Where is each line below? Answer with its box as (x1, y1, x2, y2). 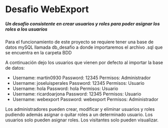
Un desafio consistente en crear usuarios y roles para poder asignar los (5, 20, 160, 26)
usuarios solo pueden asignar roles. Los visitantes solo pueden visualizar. (5, 117, 159, 123)
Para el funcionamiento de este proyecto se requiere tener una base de (5, 39, 154, 45)
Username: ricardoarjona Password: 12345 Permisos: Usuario (12, 91, 142, 97)
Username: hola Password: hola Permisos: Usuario (12, 85, 118, 92)
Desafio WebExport (5, 4, 89, 15)
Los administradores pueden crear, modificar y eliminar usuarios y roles (5, 106, 155, 112)
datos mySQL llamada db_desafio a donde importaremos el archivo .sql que (5, 44, 163, 50)
